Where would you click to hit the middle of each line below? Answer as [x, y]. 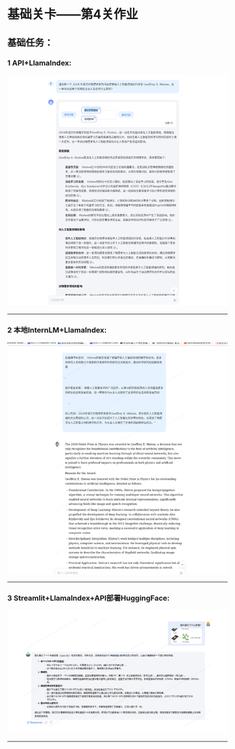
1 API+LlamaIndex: [40, 62]
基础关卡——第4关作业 [73, 14]
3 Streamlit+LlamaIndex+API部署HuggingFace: [88, 598]
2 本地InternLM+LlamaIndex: [57, 330]
